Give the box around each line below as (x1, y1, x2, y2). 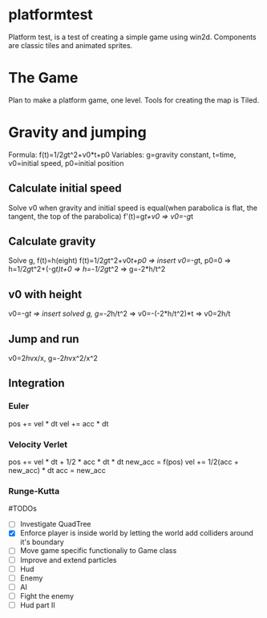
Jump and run (8, 332, 79, 345)
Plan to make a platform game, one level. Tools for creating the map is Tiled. (8, 95, 260, 105)
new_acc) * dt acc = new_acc (8, 466, 106, 475)
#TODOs (8, 503, 38, 514)
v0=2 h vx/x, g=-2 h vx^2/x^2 (8, 353, 99, 363)
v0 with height (8, 287, 83, 301)
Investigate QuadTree (19, 519, 91, 529)
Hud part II (19, 600, 56, 610)
